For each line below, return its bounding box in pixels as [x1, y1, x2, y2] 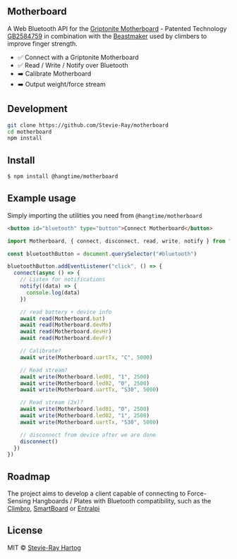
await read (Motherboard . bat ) [20, 315, 106, 322]
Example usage [7, 192, 76, 204]
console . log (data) [25, 289, 80, 296]
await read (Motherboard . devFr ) [20, 335, 112, 342]
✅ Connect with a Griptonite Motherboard [17, 53, 139, 61]
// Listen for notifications [20, 276, 106, 283]
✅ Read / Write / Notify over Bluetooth [17, 61, 128, 69]
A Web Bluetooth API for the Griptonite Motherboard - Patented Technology [7, 24, 227, 32]
